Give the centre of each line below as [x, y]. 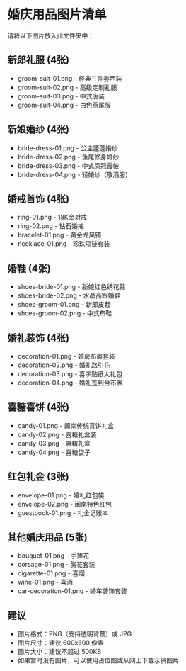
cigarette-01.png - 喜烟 [51, 573]
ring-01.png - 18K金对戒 [52, 218]
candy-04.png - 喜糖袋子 [54, 452]
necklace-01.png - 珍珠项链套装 [64, 244]
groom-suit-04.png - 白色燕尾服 [64, 105]
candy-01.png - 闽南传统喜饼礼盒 [66, 425]
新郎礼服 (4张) [39, 60]
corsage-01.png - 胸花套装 [56, 565]
